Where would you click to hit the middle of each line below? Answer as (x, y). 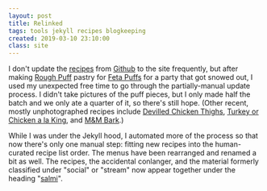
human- (228, 144)
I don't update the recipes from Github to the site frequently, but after (123, 69)
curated (21, 153)
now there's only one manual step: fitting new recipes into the (111, 144)
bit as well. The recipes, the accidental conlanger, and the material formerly (134, 161)
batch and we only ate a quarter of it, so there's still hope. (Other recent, (128, 103)
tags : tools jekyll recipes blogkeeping (77, 31)
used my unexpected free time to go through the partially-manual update (129, 86)
